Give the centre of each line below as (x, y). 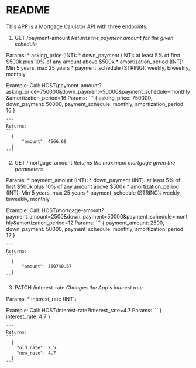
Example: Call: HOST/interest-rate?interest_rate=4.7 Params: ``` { (84, 310)
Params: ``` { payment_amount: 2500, (120, 223)
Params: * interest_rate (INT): (42, 299)
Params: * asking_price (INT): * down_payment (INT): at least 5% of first (93, 55)
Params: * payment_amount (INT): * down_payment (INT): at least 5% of (93, 180)
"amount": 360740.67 (47, 266)
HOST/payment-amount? (72, 85)
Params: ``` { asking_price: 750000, (110, 98)
